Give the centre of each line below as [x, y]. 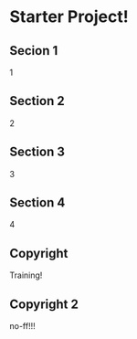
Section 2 [37, 101]
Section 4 [37, 203]
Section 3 [37, 152]
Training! [26, 275]
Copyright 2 [44, 304]
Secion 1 [34, 51]
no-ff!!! [23, 326]
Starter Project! [69, 17]
